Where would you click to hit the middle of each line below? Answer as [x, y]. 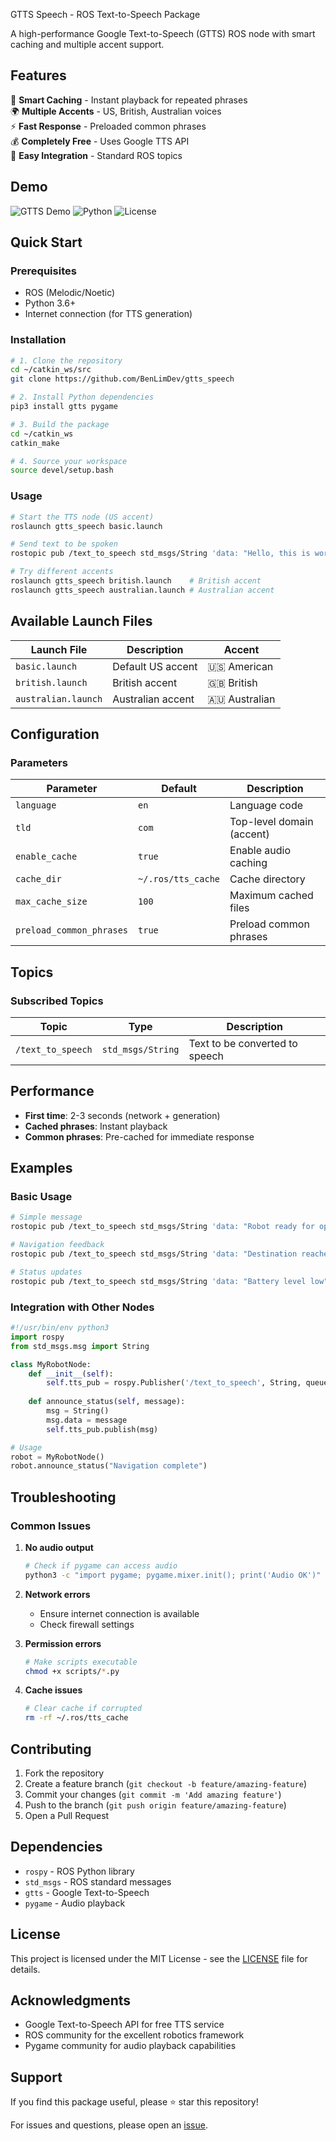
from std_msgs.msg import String [80, 1346]
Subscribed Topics [57, 1001]
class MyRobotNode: [51, 1364]
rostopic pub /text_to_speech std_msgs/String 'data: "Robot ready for [162, 1227]
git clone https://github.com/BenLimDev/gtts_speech [122, 379]
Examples [41, 1168]
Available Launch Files [81, 621]
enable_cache [46, 857]
